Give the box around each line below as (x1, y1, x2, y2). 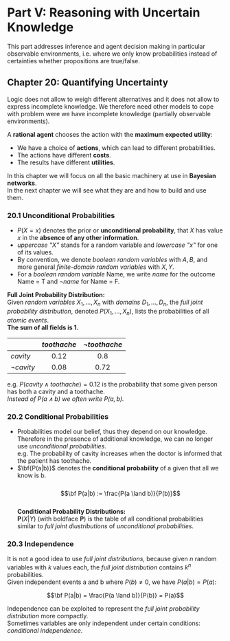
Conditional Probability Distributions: (16, 507, 126, 515)
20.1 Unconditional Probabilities (7, 210, 115, 220)
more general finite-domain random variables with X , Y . (16, 263, 175, 271)
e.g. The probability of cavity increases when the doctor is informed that (16, 449, 222, 457)
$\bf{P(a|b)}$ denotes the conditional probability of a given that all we (16, 464, 219, 472)
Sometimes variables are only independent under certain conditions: (7, 619, 201, 627)
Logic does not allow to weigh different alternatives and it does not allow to (7, 95, 220, 103)
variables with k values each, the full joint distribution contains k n (7, 562, 192, 572)
